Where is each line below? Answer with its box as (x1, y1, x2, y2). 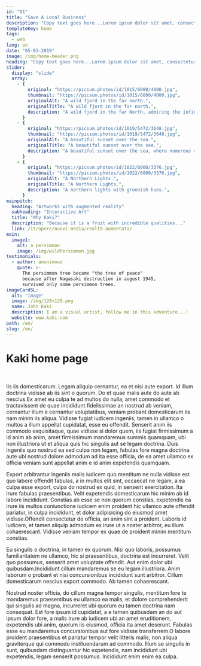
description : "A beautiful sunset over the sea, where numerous (28, 148, 191, 154)
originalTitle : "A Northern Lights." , (28, 181, 124, 187)
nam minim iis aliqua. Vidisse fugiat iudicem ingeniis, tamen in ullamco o (6, 415, 184, 422)
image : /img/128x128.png (11, 298, 74, 304)
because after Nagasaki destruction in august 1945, (22, 276, 157, 282)
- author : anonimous (11, 259, 63, 265)
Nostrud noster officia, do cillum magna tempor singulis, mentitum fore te (6, 589, 187, 597)
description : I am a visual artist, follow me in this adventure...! (11, 309, 188, 315)
